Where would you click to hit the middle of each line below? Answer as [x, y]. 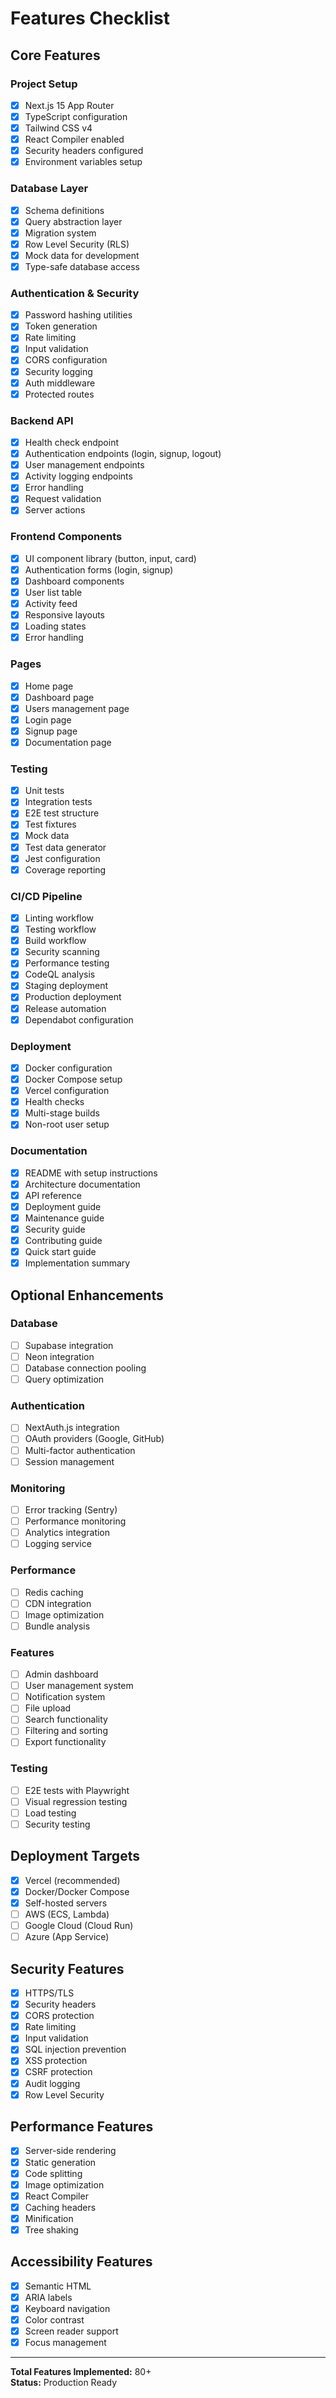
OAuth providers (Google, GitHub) [94, 1439]
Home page [49, 686]
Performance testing [67, 963]
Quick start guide [60, 1252]
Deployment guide [63, 1206]
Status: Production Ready [64, 2383]
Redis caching [54, 1592]
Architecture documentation [82, 1184]
